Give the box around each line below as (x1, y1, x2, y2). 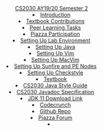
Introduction (40, 11, 71, 18)
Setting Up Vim (36, 50, 75, 57)
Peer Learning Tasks (29, 24, 81, 31)
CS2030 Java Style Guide (23, 82, 88, 89)
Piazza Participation (30, 30, 81, 38)
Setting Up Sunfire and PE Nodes (14, 62, 97, 70)
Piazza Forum (38, 114, 73, 121)
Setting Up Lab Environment (20, 37, 91, 44)
